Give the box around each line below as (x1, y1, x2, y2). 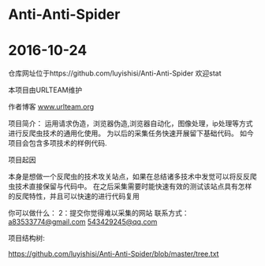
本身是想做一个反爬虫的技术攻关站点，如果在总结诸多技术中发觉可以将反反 (8, 172, 250, 182)
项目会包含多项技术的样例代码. (8, 139, 108, 148)
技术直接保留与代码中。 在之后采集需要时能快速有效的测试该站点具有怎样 (14, 182, 252, 191)
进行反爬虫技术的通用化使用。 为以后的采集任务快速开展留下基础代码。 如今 (8, 128, 254, 139)
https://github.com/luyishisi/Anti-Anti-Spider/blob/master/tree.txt (8, 249, 219, 259)
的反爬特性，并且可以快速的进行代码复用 (8, 191, 140, 201)
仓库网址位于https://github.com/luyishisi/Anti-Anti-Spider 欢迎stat (8, 68, 222, 78)
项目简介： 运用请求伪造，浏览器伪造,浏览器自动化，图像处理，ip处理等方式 (8, 119, 253, 128)
